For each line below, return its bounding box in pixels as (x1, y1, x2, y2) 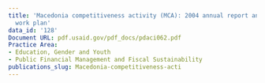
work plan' (15, 19, 51, 27)
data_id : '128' (8, 26, 58, 34)
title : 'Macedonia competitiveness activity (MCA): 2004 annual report (8, 11, 248, 20)
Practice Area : (8, 41, 58, 49)
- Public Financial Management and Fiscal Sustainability (8, 56, 203, 64)
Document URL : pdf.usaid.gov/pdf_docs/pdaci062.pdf (8, 33, 181, 42)
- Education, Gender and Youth (8, 48, 111, 56)
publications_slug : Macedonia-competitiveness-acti (8, 63, 181, 71)
